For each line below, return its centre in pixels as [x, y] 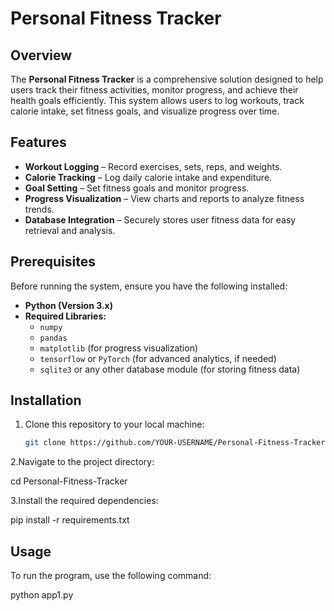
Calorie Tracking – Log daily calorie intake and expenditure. [148, 177]
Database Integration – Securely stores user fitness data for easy [160, 219]
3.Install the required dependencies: [84, 501]
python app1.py [42, 595]
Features [38, 142]
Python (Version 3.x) [69, 305]
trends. [39, 209]
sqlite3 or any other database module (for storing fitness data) [170, 369]
